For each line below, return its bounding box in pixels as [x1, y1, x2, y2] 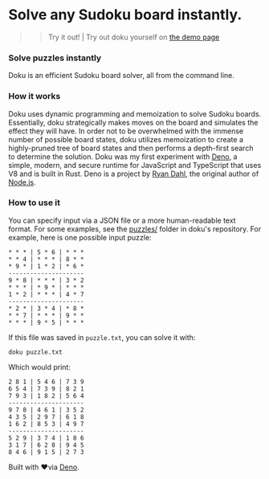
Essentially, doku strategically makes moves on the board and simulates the [8, 117, 259, 127]
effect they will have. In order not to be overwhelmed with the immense [8, 126, 243, 136]
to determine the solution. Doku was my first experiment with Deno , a [8, 151, 238, 162]
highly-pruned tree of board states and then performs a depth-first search [8, 143, 254, 153]
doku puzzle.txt [8, 348, 63, 356]
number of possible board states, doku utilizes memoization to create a [8, 134, 243, 144]
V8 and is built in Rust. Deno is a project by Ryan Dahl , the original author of [8, 169, 259, 178]
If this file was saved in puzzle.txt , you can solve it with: [8, 332, 196, 342]
